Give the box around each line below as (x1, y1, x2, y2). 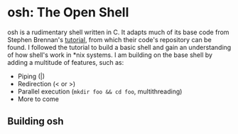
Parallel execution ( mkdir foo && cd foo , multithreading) (17, 87, 183, 96)
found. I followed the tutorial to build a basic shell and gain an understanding (7, 43, 232, 51)
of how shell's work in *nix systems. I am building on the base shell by (7, 51, 213, 59)
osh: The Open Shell (7, 4, 129, 21)
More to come (17, 94, 59, 103)
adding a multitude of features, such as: (7, 58, 124, 66)
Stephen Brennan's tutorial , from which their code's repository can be (7, 35, 212, 43)
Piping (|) (17, 72, 45, 81)
